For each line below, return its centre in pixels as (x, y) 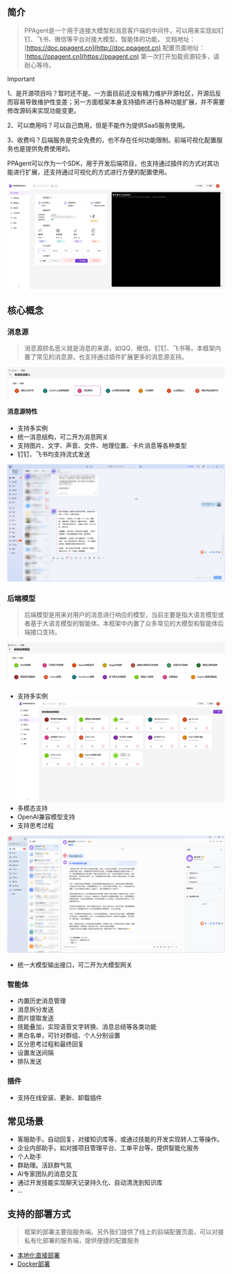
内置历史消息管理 (41, 1001)
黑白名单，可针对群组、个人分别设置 (69, 1035)
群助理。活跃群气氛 (45, 1165)
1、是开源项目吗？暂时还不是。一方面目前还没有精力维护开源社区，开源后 (111, 93)
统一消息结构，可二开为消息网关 (62, 437)
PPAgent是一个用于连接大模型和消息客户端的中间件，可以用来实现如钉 (124, 30)
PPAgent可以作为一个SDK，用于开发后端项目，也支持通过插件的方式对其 (110, 163)
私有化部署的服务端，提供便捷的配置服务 (81, 1241)
